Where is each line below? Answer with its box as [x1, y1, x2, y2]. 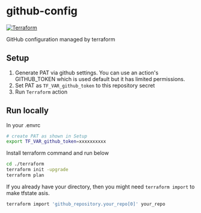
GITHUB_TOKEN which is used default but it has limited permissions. [14, 75, 185, 82]
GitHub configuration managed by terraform [6, 35, 116, 43]
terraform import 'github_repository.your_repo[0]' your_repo [6, 201, 165, 207]
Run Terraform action [14, 88, 68, 95]
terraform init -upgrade [6, 167, 69, 173]
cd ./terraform [6, 161, 45, 167]
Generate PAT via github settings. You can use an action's [14, 69, 159, 76]
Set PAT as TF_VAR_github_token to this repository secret [14, 82, 155, 89]
